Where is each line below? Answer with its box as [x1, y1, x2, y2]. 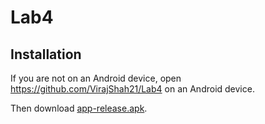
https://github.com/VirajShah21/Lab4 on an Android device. [10, 83, 255, 95]
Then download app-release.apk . [10, 102, 148, 114]
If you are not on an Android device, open [10, 72, 182, 84]
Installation [10, 46, 82, 63]
